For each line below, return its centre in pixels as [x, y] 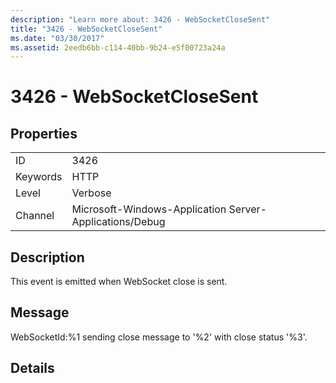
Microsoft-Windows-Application [149, 209]
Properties [44, 133]
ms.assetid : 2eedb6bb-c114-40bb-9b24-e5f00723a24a [118, 47]
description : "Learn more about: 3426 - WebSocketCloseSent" [140, 19]
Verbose [91, 193]
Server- [247, 209]
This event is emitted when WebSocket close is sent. [119, 282]
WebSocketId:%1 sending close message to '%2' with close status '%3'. [159, 337]
